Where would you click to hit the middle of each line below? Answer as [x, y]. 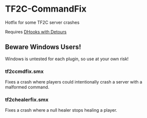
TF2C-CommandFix [46, 9]
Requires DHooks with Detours [36, 32]
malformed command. [27, 87]
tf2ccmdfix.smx [24, 71]
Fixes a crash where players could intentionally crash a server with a [74, 82]
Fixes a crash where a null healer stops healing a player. [61, 110]
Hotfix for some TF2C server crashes [42, 22]
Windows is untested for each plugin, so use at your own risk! [67, 59]
